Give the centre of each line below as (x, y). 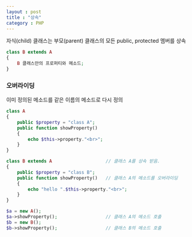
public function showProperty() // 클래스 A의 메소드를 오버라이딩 (97, 178)
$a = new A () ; (24, 211)
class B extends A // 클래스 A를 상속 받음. (83, 161)
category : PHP (25, 23)
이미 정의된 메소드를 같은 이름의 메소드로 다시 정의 (64, 100)
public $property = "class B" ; (56, 172)
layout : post (24, 12)
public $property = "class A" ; (56, 122)
